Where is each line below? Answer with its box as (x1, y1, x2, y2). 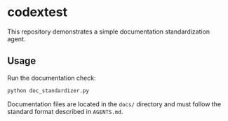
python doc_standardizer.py (7, 87, 90, 94)
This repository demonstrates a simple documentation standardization (7, 27, 210, 36)
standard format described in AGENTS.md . (7, 107, 123, 115)
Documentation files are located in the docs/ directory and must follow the (7, 99, 222, 108)
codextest (7, 4, 68, 20)
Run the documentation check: (7, 73, 96, 82)
